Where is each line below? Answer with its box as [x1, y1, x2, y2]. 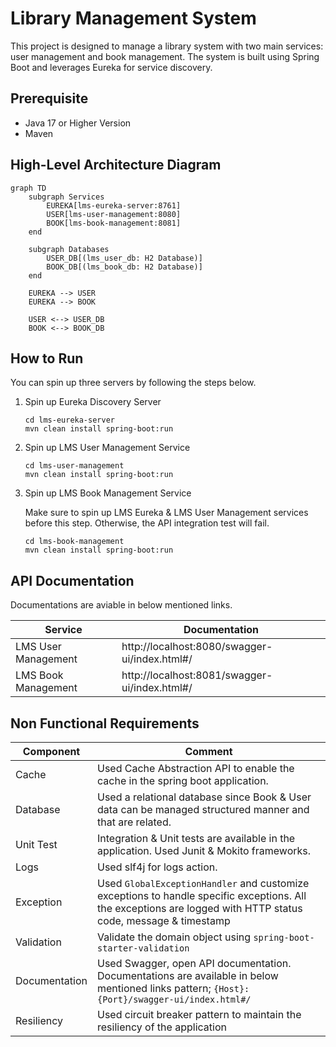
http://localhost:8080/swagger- [121, 640, 273, 654]
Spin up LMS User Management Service [24, 442, 191, 454]
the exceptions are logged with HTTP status [97, 902, 303, 915]
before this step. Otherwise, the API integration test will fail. [24, 517, 270, 529]
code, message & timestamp [97, 914, 231, 927]
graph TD [10, 183, 47, 193]
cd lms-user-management [24, 461, 125, 471]
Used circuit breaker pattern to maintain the [97, 1008, 302, 1021]
